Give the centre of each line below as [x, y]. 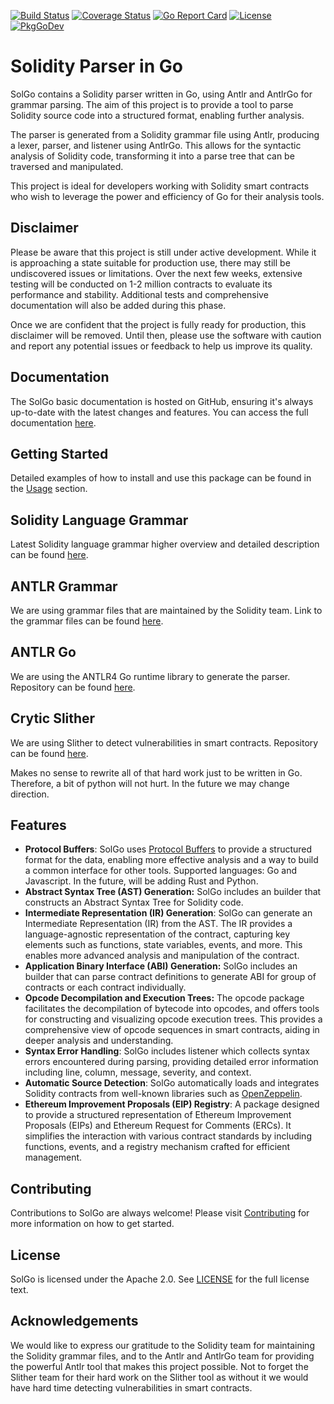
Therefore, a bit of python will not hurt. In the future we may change [150, 783]
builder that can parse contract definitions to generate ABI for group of [170, 977]
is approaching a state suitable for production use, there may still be [150, 262]
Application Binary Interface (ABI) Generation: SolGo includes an [161, 966]
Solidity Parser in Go [96, 66]
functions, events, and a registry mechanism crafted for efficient [157, 1147]
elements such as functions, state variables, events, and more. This [163, 945]
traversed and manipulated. [67, 166]
